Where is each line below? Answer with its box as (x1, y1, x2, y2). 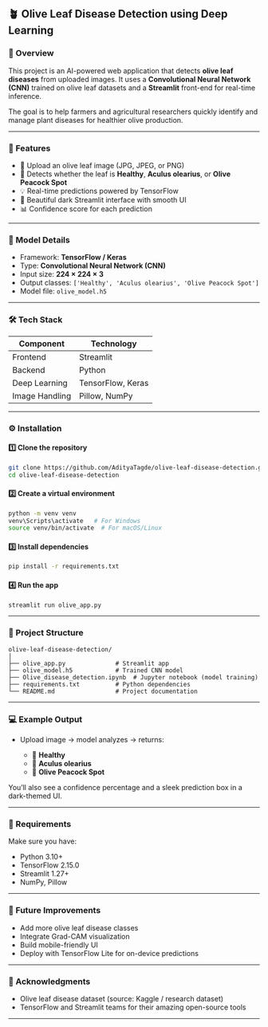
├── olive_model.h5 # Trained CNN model (8, 666, 183, 675)
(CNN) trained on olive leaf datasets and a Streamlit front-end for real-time (8, 83, 256, 92)
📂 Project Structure (8, 628, 84, 639)
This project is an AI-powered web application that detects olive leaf (8, 65, 234, 75)
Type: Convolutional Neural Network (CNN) (19, 261, 166, 270)
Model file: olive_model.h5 (19, 286, 108, 296)
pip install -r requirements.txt (8, 562, 120, 571)
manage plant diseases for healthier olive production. (8, 115, 183, 124)
